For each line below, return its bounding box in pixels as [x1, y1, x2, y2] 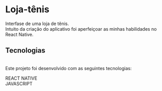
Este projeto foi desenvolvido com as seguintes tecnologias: [5, 65, 132, 71]
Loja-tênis [5, 4, 50, 15]
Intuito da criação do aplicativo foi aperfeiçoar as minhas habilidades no [5, 26, 157, 32]
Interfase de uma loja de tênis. [5, 20, 69, 27]
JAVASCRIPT [5, 80, 33, 86]
